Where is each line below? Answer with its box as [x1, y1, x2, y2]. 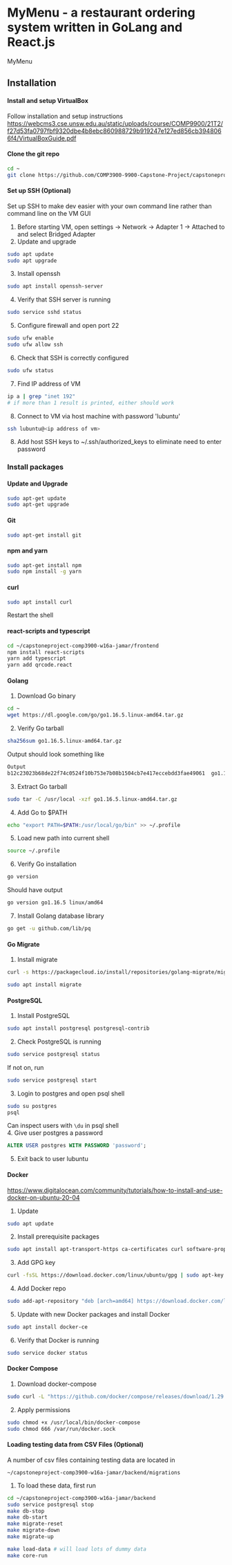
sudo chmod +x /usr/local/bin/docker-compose [7, 1419, 140, 1426]
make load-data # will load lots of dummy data [7, 1546, 147, 1553]
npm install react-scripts [7, 649, 85, 656]
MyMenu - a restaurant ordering [7, 5, 195, 21]
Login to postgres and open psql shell [17, 1089, 125, 1098]
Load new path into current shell [17, 834, 110, 842]
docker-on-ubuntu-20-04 [7, 1193, 81, 1201]
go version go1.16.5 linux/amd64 [7, 899, 104, 907]
